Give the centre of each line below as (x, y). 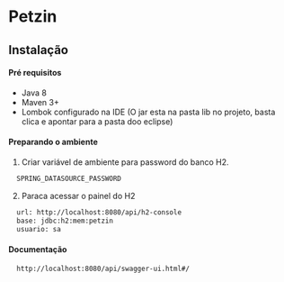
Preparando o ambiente (53, 142)
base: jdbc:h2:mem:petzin (65, 221)
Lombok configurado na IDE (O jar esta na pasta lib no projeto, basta (148, 112)
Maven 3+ (40, 102)
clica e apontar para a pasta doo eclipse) (97, 121)
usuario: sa (39, 229)
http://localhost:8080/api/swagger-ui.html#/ (103, 268)
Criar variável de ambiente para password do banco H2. (125, 162)
